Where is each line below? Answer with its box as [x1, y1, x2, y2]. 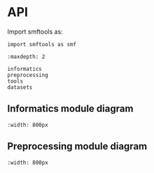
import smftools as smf [7, 41, 77, 48]
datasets [7, 83, 33, 91]
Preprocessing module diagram [7, 141, 148, 153]
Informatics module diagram [7, 103, 134, 115]
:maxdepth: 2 [7, 53, 45, 60]
